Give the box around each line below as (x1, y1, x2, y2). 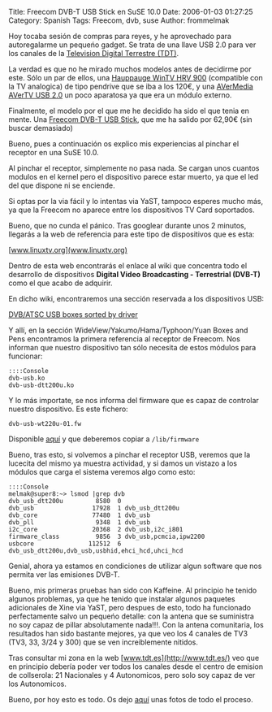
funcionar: (8, 351, 43, 361)
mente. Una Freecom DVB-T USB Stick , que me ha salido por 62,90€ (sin (8, 115, 253, 124)
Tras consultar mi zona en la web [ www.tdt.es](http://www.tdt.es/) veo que (8, 653, 260, 662)
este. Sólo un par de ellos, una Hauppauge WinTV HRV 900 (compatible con (8, 73, 263, 82)
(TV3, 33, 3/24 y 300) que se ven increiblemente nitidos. (8, 637, 199, 647)
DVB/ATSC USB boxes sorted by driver (8, 310, 138, 319)
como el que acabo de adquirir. (8, 278, 113, 288)
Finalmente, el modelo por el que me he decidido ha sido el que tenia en (8, 106, 250, 115)
